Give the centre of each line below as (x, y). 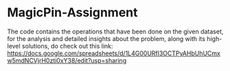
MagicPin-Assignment (72, 13)
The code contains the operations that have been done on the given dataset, (115, 31)
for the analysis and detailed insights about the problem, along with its (106, 38)
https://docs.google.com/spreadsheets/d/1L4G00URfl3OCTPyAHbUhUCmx (114, 53)
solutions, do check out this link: (67, 46)
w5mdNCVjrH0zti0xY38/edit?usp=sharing (67, 60)
